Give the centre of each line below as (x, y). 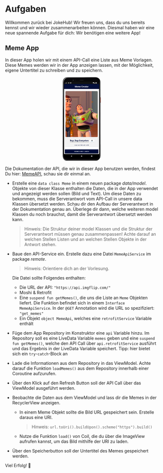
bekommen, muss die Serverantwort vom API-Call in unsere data (77, 199)
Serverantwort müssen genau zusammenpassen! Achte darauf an (90, 234)
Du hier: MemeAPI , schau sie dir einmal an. (48, 173)
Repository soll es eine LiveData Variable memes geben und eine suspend (83, 338)
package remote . (29, 259)
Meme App (22, 48)
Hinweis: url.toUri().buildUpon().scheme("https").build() (92, 427)
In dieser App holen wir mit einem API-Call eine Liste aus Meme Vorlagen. (79, 60)
